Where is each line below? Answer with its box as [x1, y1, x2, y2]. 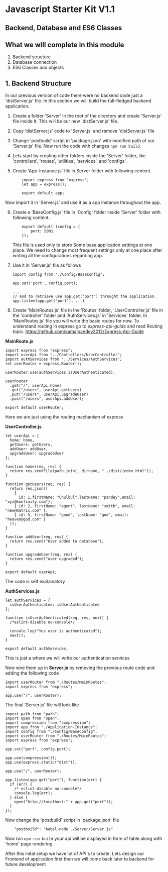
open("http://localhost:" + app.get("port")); [14, 800, 113, 805]
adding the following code [5, 670, 59, 676]
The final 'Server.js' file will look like [5, 702, 79, 708]
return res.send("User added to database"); [10, 539, 104, 544]
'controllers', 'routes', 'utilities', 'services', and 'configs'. [12, 158, 127, 164]
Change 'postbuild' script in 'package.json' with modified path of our [12, 138, 155, 144]
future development [5, 861, 46, 867]
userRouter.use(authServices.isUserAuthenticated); [5, 370, 115, 375]
